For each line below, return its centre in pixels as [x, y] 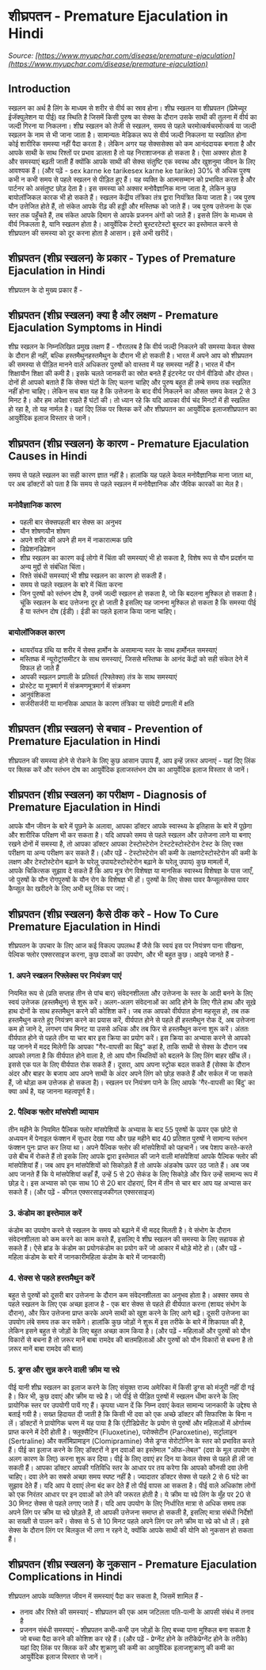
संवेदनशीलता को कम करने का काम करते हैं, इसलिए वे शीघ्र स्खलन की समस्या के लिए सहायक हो [127, 1239]
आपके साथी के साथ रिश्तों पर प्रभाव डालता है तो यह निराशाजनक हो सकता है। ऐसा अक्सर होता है [127, 152]
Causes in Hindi [47, 456]
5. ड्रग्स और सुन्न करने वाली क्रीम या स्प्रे [64, 1370]
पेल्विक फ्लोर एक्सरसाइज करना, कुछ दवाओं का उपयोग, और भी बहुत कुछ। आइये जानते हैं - [121, 954]
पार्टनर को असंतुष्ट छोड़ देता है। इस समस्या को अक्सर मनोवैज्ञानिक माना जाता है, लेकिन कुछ [122, 188]
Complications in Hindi [65, 1577]
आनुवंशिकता [35, 694]
